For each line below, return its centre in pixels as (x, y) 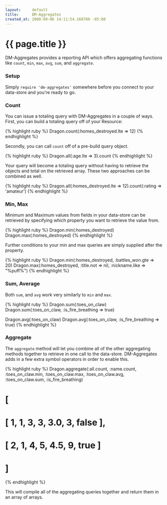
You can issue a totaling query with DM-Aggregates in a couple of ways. (79, 116)
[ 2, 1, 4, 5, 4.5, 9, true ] (53, 445)
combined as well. (24, 176)
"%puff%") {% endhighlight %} (37, 271)
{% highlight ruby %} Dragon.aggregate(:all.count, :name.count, (71, 369)
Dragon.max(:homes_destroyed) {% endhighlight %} (59, 235)
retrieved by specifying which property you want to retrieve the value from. (82, 220)
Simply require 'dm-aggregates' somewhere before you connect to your (80, 87)
